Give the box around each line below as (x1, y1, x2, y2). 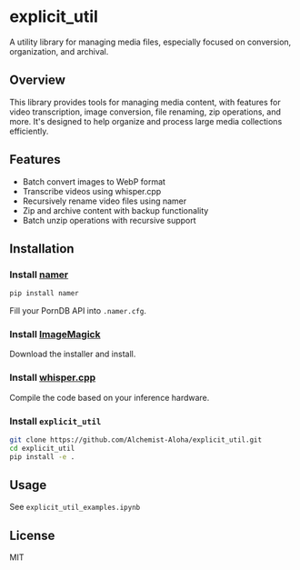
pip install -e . (9, 452, 75, 461)
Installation (9, 241, 75, 256)
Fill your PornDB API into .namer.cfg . (9, 305, 147, 316)
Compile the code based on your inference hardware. (9, 392, 210, 403)
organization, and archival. (9, 45, 109, 56)
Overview (9, 73, 66, 88)
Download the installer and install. (9, 348, 136, 360)
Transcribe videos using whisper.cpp (22, 185, 162, 196)
